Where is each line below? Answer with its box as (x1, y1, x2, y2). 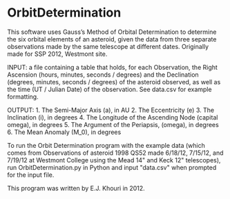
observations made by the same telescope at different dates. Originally (7, 42, 209, 50)
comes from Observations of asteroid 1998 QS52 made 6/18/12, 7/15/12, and (7, 149, 224, 157)
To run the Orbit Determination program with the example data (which (7, 141, 205, 149)
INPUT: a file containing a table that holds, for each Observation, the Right (7, 63, 218, 71)
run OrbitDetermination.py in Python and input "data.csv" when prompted (7, 163, 217, 171)
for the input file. (7, 171, 55, 179)
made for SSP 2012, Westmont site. (7, 50, 108, 58)
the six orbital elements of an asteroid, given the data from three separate (7, 35, 217, 43)
